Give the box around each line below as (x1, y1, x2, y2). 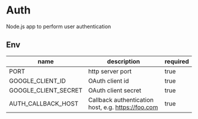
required (164, 57, 189, 65)
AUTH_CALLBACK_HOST (9, 99, 78, 107)
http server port (88, 67, 132, 75)
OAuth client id (88, 77, 129, 85)
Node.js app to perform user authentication (6, 23, 111, 30)
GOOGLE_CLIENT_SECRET (9, 86, 82, 94)
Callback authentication (88, 96, 154, 104)
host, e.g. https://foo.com (88, 103, 158, 111)
